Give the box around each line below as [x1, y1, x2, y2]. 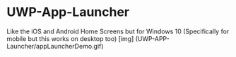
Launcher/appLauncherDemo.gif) [6, 42, 104, 50]
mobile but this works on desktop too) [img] [6, 34, 134, 42]
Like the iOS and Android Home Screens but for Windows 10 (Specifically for [6, 27, 230, 35]
